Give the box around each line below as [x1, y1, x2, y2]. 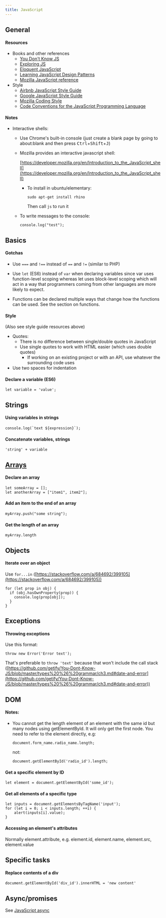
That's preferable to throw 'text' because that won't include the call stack [5, 660, 159, 666]
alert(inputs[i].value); [14, 810, 65, 815]
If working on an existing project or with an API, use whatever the [27, 354, 161, 360]
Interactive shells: [12, 126, 49, 131]
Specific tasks [5, 856, 51, 864]
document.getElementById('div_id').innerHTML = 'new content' [5, 881, 136, 886]
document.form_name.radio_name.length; [12, 740, 95, 745]
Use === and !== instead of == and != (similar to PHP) [12, 261, 120, 267]
